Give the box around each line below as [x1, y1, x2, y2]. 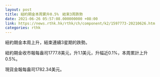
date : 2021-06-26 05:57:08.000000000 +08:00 [5, 16, 98, 21]
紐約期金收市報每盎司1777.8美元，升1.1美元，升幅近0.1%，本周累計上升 [5, 50, 148, 56]
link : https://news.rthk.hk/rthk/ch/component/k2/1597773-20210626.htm [5, 21, 155, 26]
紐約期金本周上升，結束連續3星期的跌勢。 [5, 40, 90, 46]
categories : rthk [5, 26, 41, 30]
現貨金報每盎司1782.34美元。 [5, 67, 64, 73]
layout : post [5, 7, 32, 12]
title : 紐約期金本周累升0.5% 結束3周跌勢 [5, 12, 83, 17]
